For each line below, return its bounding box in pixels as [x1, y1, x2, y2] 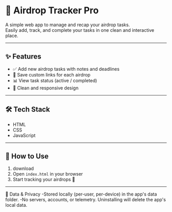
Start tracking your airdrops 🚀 [12, 177, 75, 183]
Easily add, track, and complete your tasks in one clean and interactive [5, 27, 155, 33]
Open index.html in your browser [12, 171, 83, 177]
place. [5, 32, 19, 38]
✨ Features [5, 52, 41, 61]
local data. [5, 202, 28, 208]
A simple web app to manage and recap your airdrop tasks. [5, 22, 130, 28]
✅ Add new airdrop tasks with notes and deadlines [12, 66, 120, 72]
